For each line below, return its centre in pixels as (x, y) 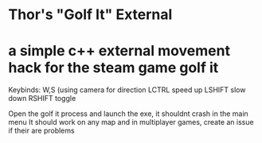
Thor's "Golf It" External (90, 15)
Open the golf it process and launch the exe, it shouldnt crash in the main (128, 114)
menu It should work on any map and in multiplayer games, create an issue (131, 122)
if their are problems (41, 131)
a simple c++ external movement (119, 51)
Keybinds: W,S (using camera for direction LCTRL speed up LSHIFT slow (127, 90)
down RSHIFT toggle (42, 99)
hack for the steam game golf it (113, 68)
